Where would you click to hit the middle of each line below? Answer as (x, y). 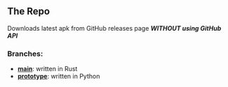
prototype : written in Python (59, 77)
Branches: (25, 54)
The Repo (29, 11)
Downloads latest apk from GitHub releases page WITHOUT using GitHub (114, 28)
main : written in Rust (47, 69)
